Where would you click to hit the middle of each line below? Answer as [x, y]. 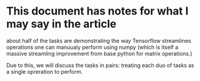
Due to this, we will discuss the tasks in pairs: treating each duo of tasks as [100, 65]
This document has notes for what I [97, 11]
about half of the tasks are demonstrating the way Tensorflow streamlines [99, 40]
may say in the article [61, 24]
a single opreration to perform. [45, 71]
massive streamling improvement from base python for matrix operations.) [99, 53]
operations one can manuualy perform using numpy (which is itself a [92, 47]
